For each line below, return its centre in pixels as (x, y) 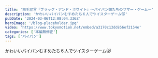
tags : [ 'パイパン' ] (23, 37)
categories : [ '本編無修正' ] (31, 32)
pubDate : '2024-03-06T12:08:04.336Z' (43, 18)
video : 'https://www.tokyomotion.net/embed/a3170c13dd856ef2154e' (73, 28)
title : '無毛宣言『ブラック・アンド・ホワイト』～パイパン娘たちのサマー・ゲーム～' (79, 9)
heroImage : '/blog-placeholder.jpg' (42, 23)
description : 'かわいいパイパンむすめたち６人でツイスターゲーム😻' (66, 14)
